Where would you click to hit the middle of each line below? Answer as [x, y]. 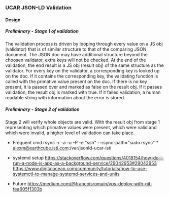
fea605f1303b [27, 189]
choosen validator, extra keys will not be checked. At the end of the [76, 60]
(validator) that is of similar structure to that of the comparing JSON [76, 49]
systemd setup [28, 158]
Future [19, 184]
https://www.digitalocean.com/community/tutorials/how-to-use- [80, 169]
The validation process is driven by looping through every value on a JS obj [84, 44]
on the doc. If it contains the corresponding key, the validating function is [82, 76]
